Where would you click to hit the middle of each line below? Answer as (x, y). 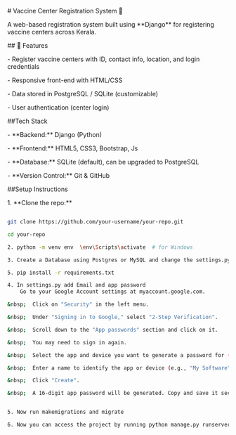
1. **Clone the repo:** (40, 203)
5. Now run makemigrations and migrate (66, 412)
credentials (24, 66)
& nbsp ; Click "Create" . (44, 381)
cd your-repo (26, 234)
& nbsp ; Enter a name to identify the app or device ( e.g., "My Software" (119, 368)
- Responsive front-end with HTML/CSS (65, 80)
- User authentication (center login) (58, 108)
